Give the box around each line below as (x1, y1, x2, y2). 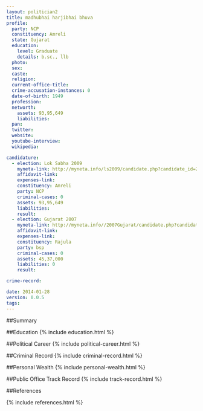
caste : (11, 71, 28, 77)
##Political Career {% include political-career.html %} (6, 340, 140, 348)
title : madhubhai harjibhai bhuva (6, 15, 94, 21)
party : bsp (17, 244, 45, 251)
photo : (11, 59, 28, 65)
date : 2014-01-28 (6, 289, 50, 295)
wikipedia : (11, 143, 39, 150)
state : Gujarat (11, 37, 50, 43)
